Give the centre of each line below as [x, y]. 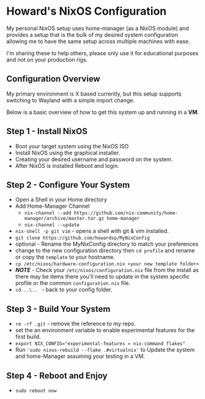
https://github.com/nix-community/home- [126, 213]
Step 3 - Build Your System [58, 309]
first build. [28, 337]
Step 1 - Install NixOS [47, 131]
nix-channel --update [52, 225]
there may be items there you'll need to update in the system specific [102, 276]
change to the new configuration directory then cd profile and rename [105, 251]
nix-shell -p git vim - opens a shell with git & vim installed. [92, 231]
